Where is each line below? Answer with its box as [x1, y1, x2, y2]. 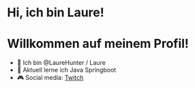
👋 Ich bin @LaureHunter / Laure [16, 59, 106, 67]
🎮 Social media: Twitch [16, 74, 84, 82]
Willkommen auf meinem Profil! [7, 36, 190, 52]
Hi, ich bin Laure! [7, 5, 104, 20]
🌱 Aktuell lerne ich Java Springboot [16, 66, 117, 74]
